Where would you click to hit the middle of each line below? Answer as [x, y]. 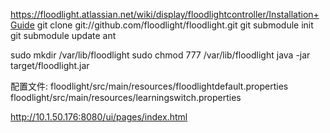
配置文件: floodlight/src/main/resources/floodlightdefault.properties [149, 86]
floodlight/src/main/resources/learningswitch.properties [126, 97]
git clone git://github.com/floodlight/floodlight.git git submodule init [175, 25]
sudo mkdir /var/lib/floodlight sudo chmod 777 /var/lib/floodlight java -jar [160, 55]
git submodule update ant [63, 35]
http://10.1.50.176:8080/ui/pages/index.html [99, 117]
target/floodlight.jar [50, 65]
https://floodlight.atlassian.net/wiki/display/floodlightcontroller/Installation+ [165, 14]
